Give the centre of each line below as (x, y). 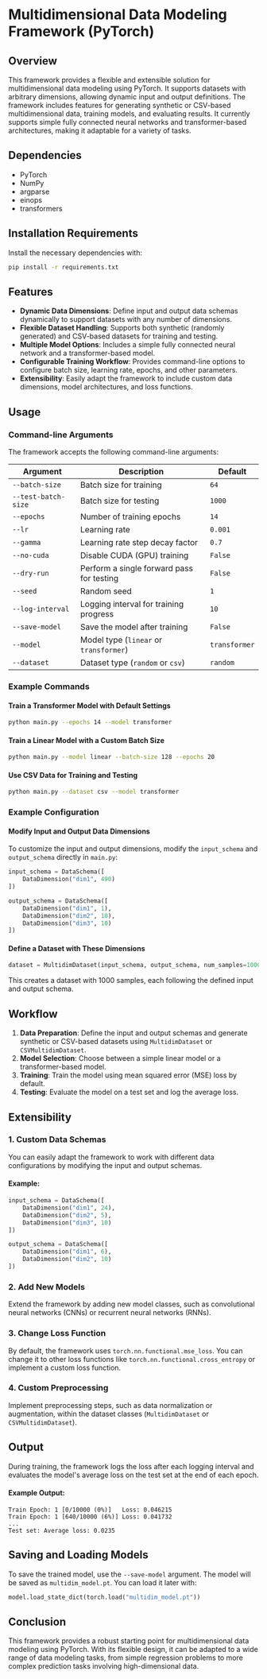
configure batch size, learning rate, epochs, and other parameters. (129, 370)
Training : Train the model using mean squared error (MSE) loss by (128, 1075)
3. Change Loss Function (57, 1333)
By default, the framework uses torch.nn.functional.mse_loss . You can (126, 1350)
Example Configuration (54, 812)
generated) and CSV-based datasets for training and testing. (119, 336)
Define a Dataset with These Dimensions (77, 948)
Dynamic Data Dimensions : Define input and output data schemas (129, 311)
